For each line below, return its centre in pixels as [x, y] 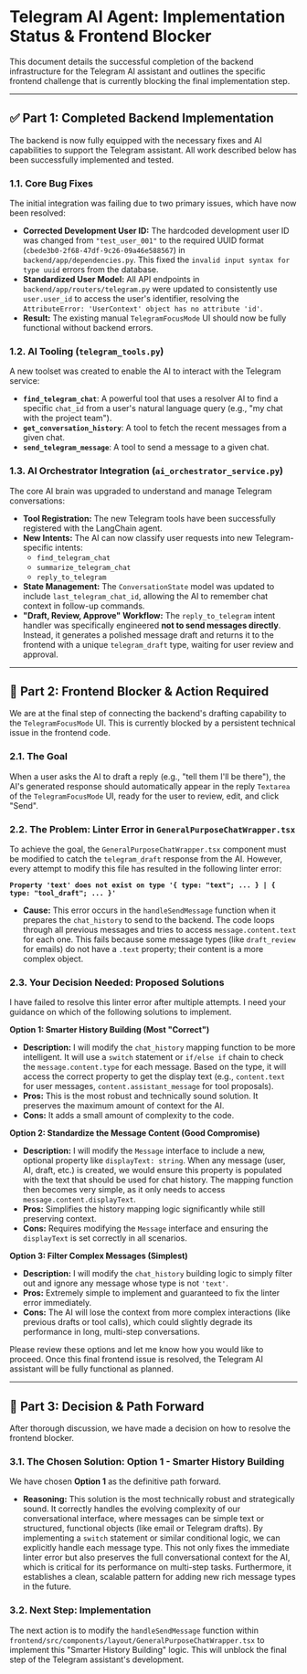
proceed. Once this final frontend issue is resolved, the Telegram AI [136, 1360]
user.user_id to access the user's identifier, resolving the [131, 299]
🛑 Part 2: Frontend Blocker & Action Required [139, 692]
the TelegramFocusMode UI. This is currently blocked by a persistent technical [153, 723]
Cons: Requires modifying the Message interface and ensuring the [145, 1229]
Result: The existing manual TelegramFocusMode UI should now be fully [154, 318]
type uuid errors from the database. [90, 270]
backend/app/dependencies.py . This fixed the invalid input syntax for [156, 260]
